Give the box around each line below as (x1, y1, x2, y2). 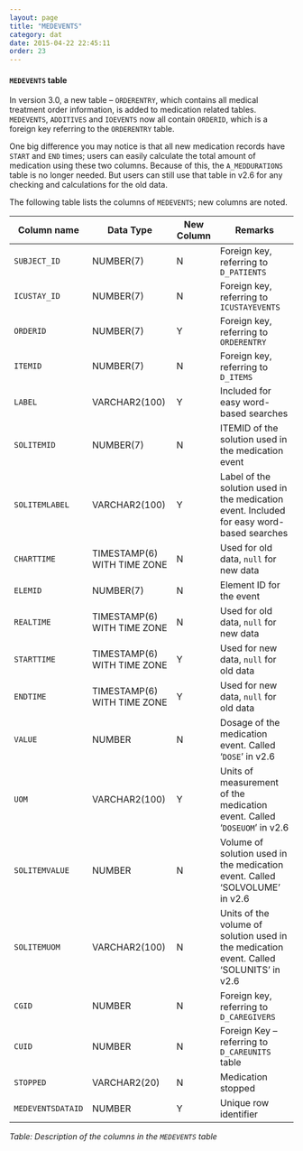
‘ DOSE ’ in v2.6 (219, 750, 275, 763)
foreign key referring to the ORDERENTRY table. (9, 124, 175, 135)
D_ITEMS (219, 372, 253, 383)
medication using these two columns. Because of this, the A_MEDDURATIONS (9, 160, 284, 172)
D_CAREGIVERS (219, 1012, 277, 1023)
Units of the (219, 907, 270, 920)
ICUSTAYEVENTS (219, 302, 281, 312)
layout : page (9, 13, 59, 23)
